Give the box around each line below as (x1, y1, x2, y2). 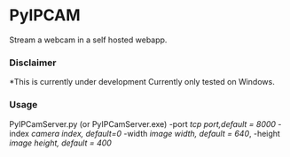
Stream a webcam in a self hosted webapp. (9, 34, 168, 45)
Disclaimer (9, 56, 57, 69)
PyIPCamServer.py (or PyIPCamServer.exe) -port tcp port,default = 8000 (9, 118, 277, 129)
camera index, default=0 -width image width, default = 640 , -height (30, 128, 281, 138)
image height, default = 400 (9, 138, 113, 148)
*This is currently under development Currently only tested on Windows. (9, 77, 275, 87)
